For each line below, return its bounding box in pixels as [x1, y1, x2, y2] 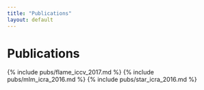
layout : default [7, 16, 53, 23]
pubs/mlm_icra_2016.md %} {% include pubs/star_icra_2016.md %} [7, 76, 197, 84]
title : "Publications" [7, 10, 72, 17]
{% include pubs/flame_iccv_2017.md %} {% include [7, 68, 154, 76]
